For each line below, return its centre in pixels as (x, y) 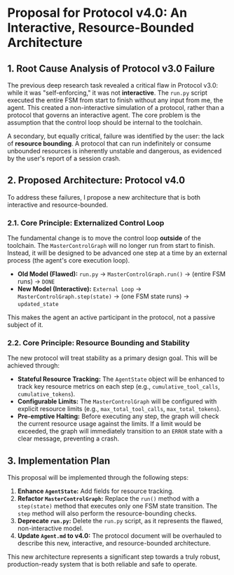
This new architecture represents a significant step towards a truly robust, (114, 557)
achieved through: (34, 366)
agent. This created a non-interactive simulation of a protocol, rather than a (116, 108)
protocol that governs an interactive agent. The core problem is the (104, 115)
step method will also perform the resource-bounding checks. (107, 513)
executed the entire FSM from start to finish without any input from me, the (115, 100)
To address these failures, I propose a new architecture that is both (104, 197)
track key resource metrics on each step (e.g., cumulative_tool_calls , (119, 387)
